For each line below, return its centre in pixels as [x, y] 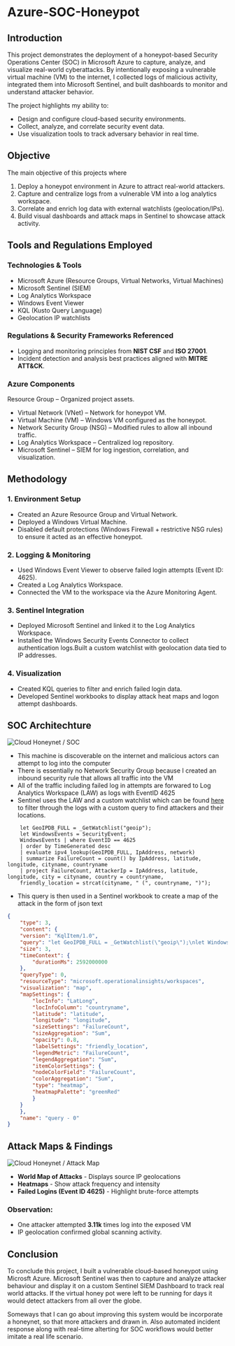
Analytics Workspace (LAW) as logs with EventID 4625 [96, 793]
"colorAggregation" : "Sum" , [73, 1079]
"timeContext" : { [45, 955]
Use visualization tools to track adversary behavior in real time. [108, 134]
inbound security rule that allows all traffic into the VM [95, 778]
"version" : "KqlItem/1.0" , [59, 936]
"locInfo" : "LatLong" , [65, 1001]
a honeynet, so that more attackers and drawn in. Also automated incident [114, 1322]
